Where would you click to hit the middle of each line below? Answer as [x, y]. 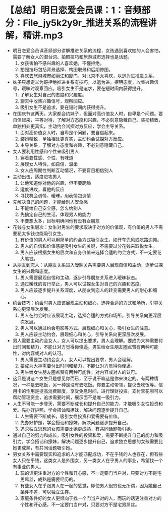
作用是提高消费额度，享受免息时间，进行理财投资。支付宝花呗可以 [94, 391]
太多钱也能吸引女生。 [44, 233]
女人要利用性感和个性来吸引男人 [46, 151]
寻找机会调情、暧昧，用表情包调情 [55, 195]
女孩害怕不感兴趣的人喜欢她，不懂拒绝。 [62, 63]
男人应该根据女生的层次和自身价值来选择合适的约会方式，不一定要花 [91, 252]
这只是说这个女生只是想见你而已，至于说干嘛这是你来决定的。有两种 [83, 378]
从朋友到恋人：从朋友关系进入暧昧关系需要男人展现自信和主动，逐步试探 [88, 265]
